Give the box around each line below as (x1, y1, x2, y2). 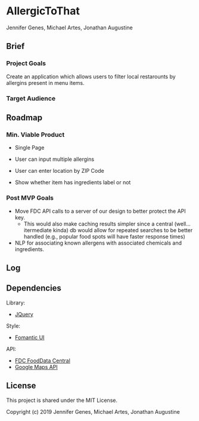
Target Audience (6, 94, 55, 102)
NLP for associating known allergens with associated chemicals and (14, 239, 182, 246)
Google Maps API (14, 363, 58, 370)
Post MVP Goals (6, 194, 54, 202)
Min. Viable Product (6, 130, 65, 139)
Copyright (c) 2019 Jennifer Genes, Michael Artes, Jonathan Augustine (6, 408, 180, 415)
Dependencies (6, 283, 61, 294)
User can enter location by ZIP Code (14, 167, 104, 175)
